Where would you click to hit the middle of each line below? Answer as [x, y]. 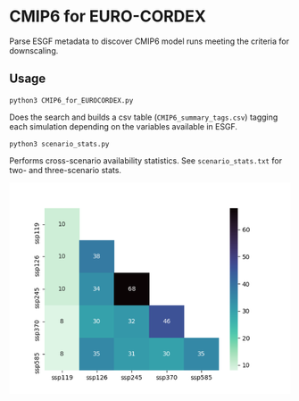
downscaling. [34, 50]
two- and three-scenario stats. [66, 170]
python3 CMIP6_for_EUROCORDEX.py [71, 100]
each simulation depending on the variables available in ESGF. [124, 126]
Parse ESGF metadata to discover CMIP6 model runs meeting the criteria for [149, 41]
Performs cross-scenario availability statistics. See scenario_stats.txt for [146, 160]
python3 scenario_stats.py [59, 144]
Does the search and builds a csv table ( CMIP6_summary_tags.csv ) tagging [144, 117]
